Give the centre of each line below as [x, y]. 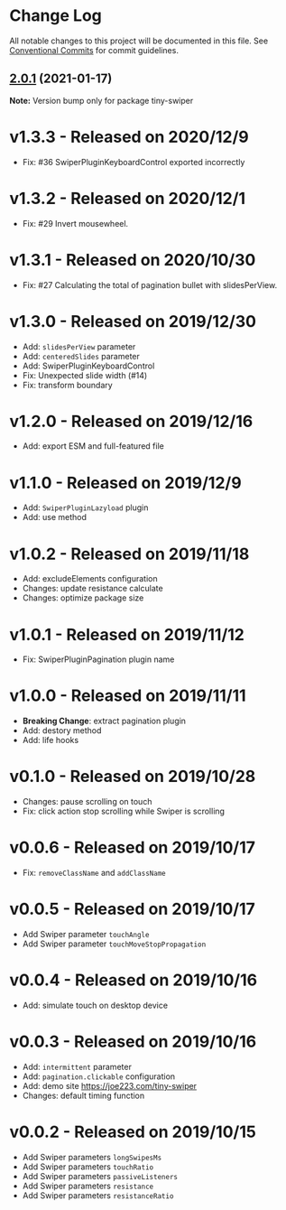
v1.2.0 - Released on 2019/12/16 [131, 421]
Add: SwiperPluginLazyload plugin [85, 507]
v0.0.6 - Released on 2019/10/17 [132, 847]
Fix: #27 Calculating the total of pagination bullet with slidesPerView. [150, 284]
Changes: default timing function [83, 1095]
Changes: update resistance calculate [93, 589]
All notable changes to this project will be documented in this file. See [139, 41]
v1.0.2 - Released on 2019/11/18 [129, 554]
